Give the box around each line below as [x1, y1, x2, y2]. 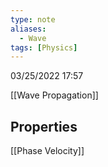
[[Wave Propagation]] [10, 89, 99, 101]
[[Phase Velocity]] [10, 145, 85, 157]
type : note [10, 14, 56, 25]
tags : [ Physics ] [10, 42, 78, 53]
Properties [10, 118, 78, 135]
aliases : [10, 24, 47, 34]
